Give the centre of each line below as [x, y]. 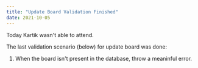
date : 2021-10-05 [28, 18]
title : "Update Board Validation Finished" [62, 12]
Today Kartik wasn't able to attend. [50, 35]
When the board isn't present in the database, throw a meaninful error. [104, 58]
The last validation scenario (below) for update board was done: [87, 47]
